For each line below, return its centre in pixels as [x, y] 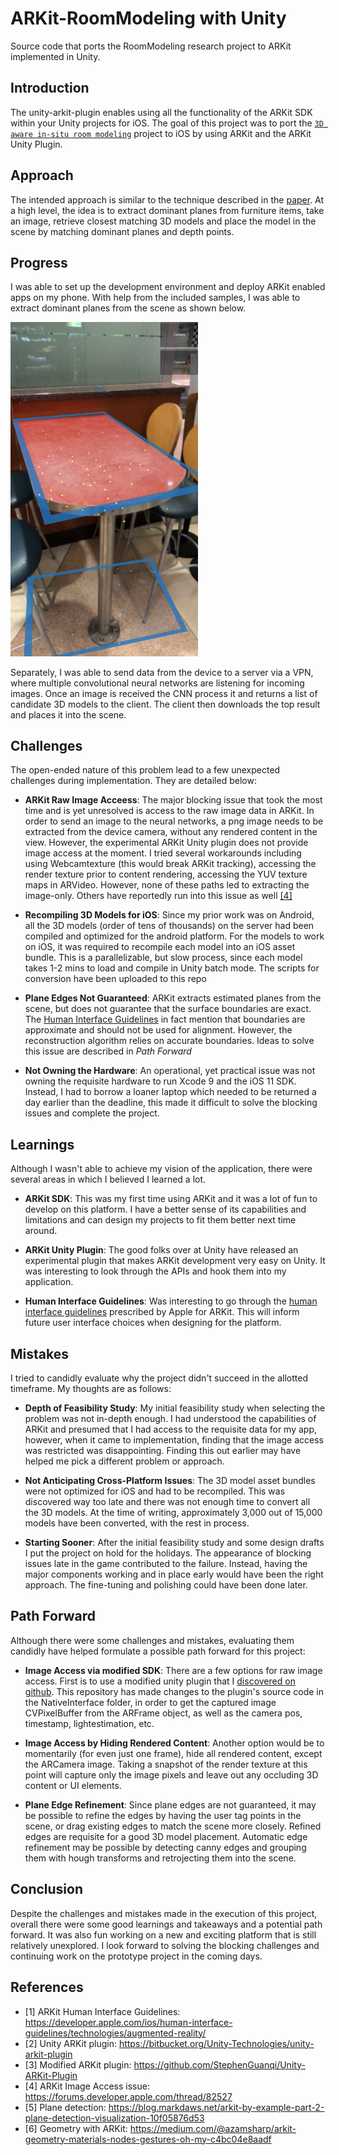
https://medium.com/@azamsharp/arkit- [213, 2128]
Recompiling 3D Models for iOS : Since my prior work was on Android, [169, 915]
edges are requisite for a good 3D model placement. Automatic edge [166, 1836]
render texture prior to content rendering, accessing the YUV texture [166, 874]
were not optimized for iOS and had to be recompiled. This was [155, 1491]
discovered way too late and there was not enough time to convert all [167, 1502]
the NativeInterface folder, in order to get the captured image [150, 1702]
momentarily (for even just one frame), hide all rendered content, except [173, 1753]
